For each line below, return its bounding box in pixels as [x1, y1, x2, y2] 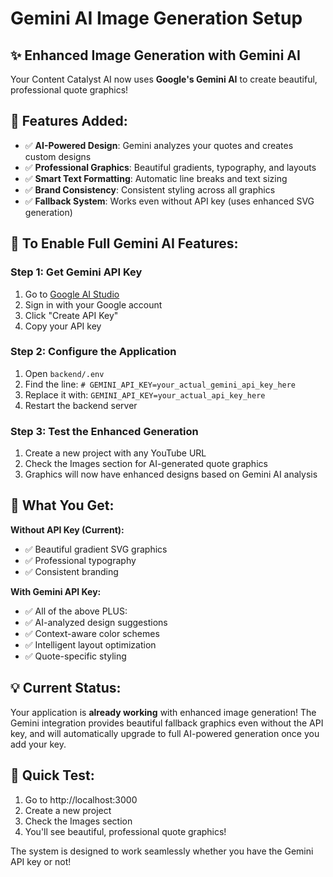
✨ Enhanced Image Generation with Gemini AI [10, 47, 301, 64]
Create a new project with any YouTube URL [24, 447, 207, 459]
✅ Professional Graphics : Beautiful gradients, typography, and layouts [24, 161, 317, 173]
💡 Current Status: [10, 680, 122, 697]
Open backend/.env [24, 367, 105, 379]
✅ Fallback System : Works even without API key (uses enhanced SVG [24, 195, 315, 207]
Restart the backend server [24, 399, 138, 411]
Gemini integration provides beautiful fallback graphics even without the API [10, 717, 324, 729]
